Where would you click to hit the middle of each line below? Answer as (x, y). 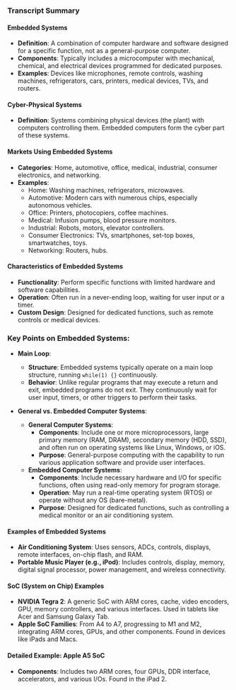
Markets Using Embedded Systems (60, 152)
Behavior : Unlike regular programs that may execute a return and (123, 383)
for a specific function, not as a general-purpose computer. (104, 51)
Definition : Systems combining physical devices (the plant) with (111, 120)
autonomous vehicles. (60, 205)
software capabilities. (49, 290)
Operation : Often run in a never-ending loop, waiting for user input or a (121, 297)
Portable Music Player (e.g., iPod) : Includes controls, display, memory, (121, 562)
